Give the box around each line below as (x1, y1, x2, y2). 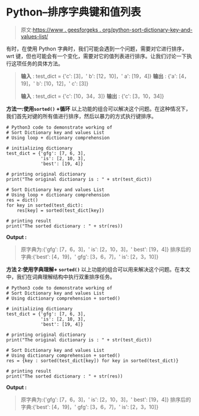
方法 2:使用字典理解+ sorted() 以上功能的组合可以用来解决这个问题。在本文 (6, 265, 191, 273)
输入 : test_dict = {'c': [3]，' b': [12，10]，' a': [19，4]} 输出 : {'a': (20, 72, 178, 80)
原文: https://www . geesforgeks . (20, 26, 101, 33)
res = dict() (6, 197, 38, 203)
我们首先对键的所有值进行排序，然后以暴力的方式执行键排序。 (6, 112, 157, 119)
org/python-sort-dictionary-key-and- (102, 26, 193, 33)
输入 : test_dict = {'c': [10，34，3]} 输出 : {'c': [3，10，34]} (20, 93, 165, 100)
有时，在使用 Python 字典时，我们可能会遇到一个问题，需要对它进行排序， (6, 45, 188, 52)
